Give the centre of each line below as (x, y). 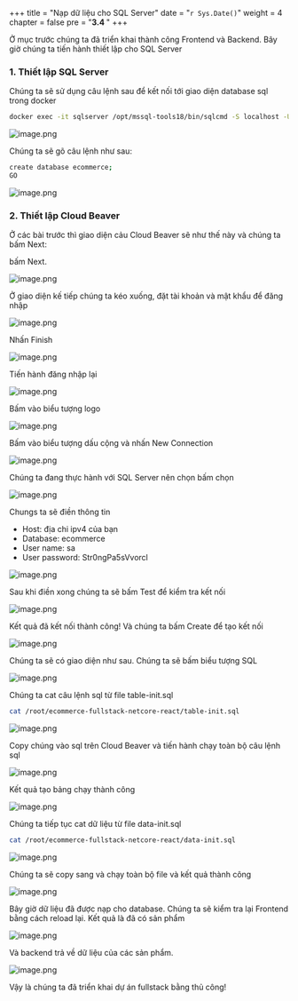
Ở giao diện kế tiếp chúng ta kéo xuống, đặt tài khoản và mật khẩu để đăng (146, 296)
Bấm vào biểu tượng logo (55, 409)
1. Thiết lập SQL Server (59, 72)
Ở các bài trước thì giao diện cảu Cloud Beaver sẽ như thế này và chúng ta (145, 235)
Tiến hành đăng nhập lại (53, 374)
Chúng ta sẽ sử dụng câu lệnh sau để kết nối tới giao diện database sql (139, 91)
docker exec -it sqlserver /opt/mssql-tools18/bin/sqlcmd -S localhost (144, 117)
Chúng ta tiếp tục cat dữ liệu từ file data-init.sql (95, 824)
